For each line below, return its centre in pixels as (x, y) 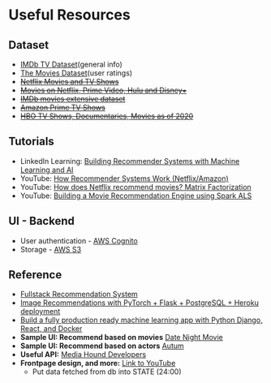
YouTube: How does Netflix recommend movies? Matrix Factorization (135, 187)
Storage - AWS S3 (51, 249)
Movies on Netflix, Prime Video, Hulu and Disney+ (103, 90)
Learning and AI (47, 170)
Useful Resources (70, 15)
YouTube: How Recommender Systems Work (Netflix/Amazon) (124, 178)
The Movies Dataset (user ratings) (76, 73)
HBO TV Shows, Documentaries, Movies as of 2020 (107, 116)
